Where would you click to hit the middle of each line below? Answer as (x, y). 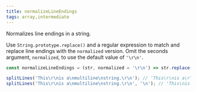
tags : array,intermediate (38, 17)
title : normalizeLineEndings (42, 11)
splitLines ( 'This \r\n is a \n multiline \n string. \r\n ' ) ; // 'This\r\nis (93, 78)
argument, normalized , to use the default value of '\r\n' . (75, 57)
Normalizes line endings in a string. (49, 33)
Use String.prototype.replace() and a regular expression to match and (93, 45)
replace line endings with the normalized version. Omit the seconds (87, 51)
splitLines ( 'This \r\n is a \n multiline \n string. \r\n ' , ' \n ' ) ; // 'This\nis (98, 84)
